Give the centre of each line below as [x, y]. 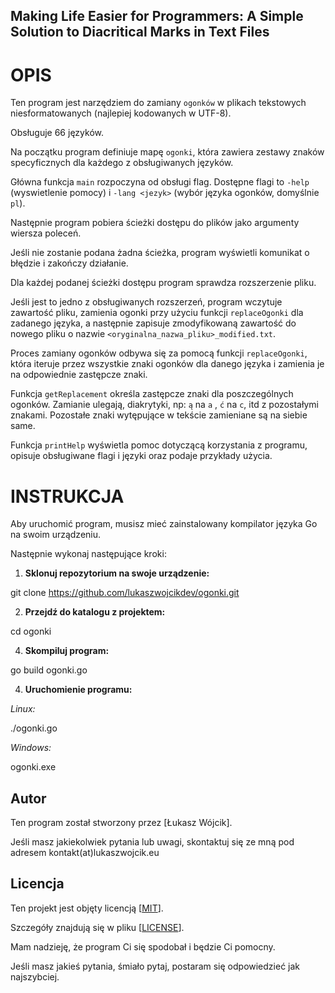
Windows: [31, 748]
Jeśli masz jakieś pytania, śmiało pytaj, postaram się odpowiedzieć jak [155, 966]
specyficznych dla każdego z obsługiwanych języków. [122, 163]
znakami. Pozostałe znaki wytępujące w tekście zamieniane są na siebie [159, 415]
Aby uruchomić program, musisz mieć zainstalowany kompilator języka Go [164, 524]
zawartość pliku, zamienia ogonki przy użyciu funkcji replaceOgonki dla [157, 313]
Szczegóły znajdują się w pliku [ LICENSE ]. [97, 927]
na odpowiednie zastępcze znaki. [79, 375]
